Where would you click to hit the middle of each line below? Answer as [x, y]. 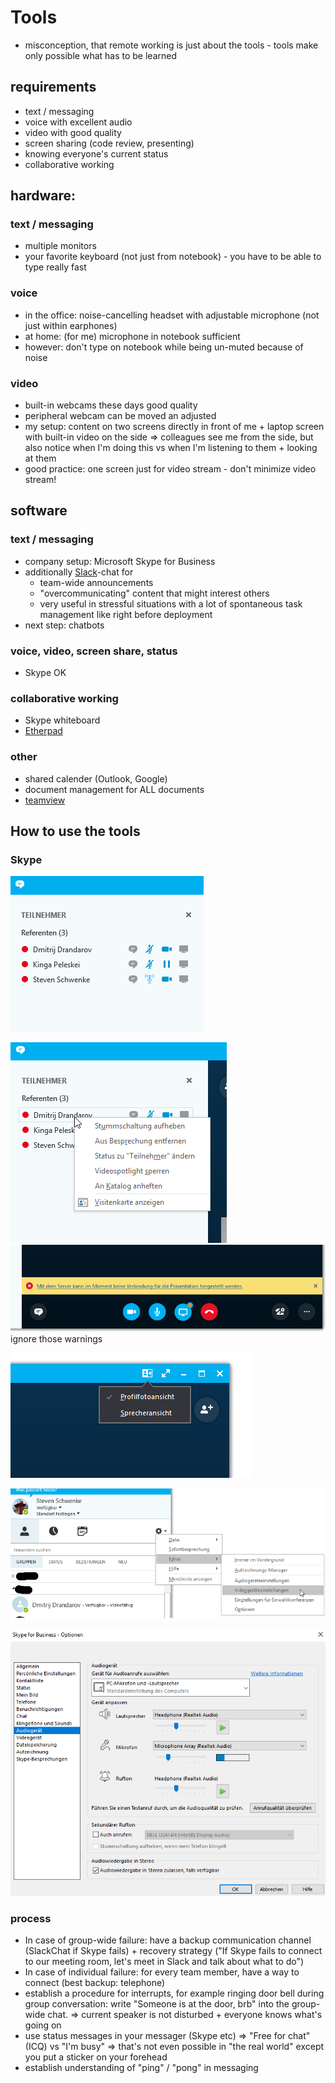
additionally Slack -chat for [79, 572]
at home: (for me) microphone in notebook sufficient [132, 336]
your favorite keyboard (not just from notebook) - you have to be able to [173, 257]
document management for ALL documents [114, 789]
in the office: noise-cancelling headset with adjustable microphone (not [172, 315]
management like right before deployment [126, 614]
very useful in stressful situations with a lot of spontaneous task [171, 603]
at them [40, 458]
